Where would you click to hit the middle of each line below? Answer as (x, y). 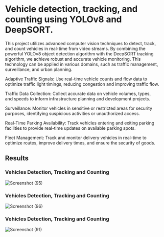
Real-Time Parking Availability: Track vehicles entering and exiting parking (80, 123)
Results (17, 158)
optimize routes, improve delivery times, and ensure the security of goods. (80, 142)
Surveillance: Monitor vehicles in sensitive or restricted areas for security (79, 108)
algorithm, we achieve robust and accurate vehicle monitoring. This (73, 59)
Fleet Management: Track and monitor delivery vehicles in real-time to (76, 138)
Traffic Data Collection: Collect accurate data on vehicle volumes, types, (78, 94)
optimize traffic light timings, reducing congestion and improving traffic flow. (82, 84)
